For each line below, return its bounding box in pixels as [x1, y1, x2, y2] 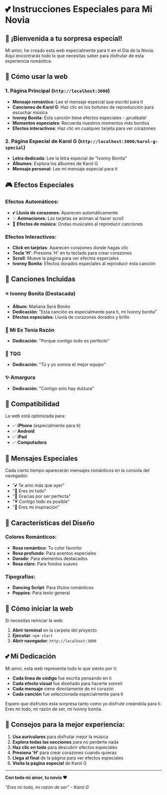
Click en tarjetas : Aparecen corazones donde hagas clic [12, 244, 128, 250]
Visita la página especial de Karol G [12, 760, 87, 766]
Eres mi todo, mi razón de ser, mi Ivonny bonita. [5, 706, 103, 712]
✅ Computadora [12, 440, 47, 446]
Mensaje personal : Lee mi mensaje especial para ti [12, 165, 118, 171]
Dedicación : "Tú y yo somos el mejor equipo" [12, 361, 106, 367]
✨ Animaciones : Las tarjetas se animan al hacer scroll [12, 215, 124, 221]
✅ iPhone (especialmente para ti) [12, 423, 81, 429]
